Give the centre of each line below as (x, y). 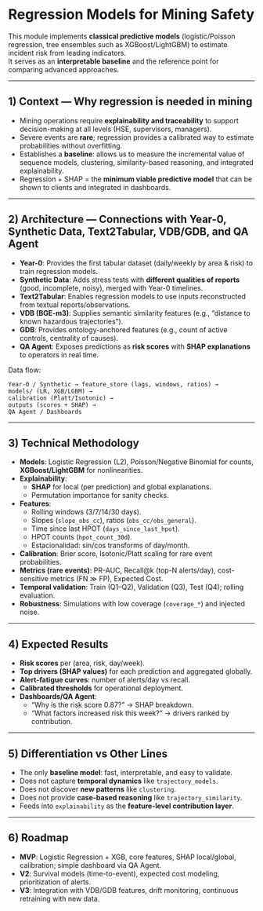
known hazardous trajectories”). (71, 321)
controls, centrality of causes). (69, 338)
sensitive (34, 579)
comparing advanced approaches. (64, 69)
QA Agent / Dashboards (45, 412)
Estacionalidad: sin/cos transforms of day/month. (110, 545)
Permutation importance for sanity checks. (100, 496)
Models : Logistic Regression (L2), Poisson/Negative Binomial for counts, (137, 462)
